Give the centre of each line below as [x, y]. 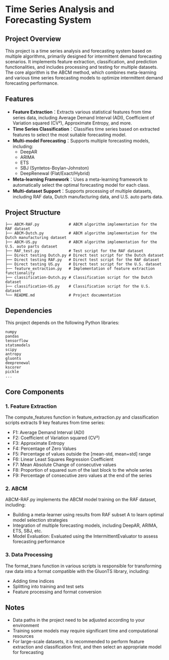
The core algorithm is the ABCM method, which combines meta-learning [81, 72]
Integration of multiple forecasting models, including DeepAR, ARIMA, [85, 525]
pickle [12, 372]
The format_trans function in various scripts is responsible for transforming [83, 566]
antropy [13, 354]
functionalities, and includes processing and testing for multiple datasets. [81, 67]
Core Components [35, 391]
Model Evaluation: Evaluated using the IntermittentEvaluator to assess [85, 536]
